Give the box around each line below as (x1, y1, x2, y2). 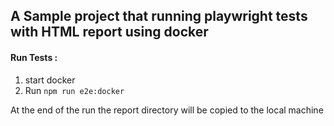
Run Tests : (10, 51, 58, 63)
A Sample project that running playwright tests (10, 8, 308, 25)
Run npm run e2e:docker (24, 84, 125, 96)
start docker (24, 74, 76, 86)
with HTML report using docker (10, 24, 209, 41)
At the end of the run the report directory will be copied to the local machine (10, 104, 324, 116)
